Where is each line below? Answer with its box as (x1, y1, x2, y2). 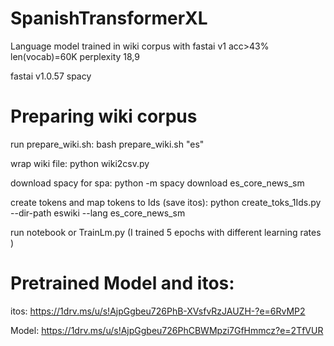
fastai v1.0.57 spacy (10, 70, 92, 82)
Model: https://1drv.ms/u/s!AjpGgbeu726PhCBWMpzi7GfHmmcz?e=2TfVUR (10, 324, 324, 336)
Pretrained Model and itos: (10, 272, 235, 295)
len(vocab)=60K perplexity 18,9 (10, 50, 140, 62)
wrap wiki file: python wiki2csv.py (10, 157, 150, 169)
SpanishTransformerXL (10, 7, 208, 30)
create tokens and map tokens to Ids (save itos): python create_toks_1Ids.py (10, 196, 322, 208)
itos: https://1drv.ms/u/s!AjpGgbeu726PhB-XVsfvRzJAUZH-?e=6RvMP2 (10, 305, 306, 317)
